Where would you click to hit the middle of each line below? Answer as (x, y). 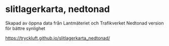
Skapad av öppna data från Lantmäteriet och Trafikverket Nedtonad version (84, 23)
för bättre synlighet (25, 28)
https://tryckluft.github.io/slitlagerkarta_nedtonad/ (58, 38)
